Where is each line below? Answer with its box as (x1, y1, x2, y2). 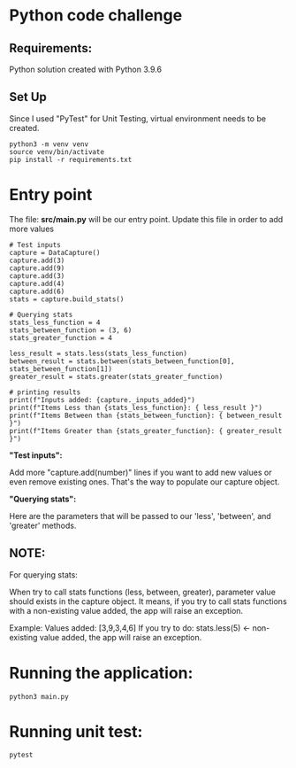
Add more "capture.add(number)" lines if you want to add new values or (9, 467, 272, 477)
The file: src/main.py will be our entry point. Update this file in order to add (9, 213, 284, 224)
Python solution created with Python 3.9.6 (9, 64, 162, 74)
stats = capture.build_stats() (9, 294, 125, 304)
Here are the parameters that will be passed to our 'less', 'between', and (9, 510, 271, 521)
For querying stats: (9, 569, 78, 580)
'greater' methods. (9, 520, 77, 531)
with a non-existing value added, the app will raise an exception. (9, 605, 244, 616)
